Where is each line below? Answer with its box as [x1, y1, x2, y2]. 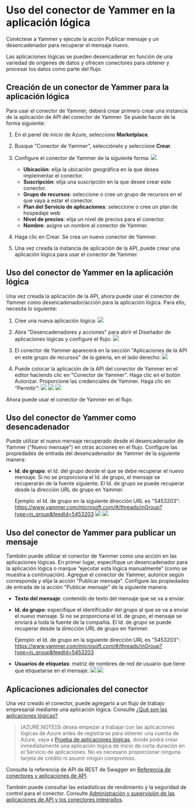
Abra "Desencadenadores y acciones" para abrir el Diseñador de [14, 328, 171, 335]
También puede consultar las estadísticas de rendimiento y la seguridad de [6, 784, 187, 790]
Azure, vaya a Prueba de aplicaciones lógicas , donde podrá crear [20, 736, 178, 743]
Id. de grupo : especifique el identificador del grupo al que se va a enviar [14, 606, 189, 613]
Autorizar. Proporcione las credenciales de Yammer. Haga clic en [14, 378, 171, 385]
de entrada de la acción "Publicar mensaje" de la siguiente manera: [6, 584, 168, 591]
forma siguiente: [6, 120, 46, 127]
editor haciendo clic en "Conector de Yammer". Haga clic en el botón [14, 371, 181, 378]
